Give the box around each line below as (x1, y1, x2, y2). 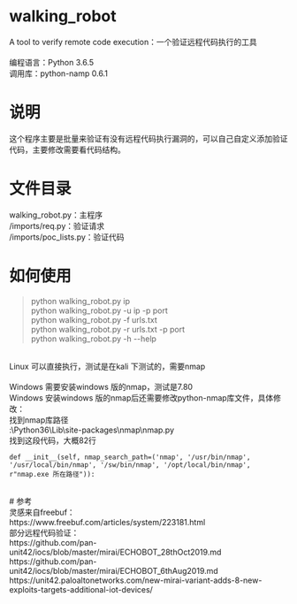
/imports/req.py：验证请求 (9, 220, 105, 231)
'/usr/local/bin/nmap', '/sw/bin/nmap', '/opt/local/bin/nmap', (9, 460, 251, 470)
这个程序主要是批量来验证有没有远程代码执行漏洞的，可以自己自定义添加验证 (9, 133, 288, 143)
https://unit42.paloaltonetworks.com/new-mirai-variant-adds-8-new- (9, 575, 263, 585)
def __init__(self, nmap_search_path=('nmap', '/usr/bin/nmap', (9, 453, 251, 462)
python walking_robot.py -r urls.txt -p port (30, 324, 186, 334)
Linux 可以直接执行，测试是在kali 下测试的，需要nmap (9, 361, 206, 371)
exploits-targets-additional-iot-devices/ (9, 584, 153, 594)
